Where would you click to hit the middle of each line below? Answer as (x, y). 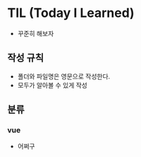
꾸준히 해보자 (36, 33)
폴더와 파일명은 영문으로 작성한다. (64, 76)
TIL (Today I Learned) (71, 13)
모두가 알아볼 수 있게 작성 (53, 85)
